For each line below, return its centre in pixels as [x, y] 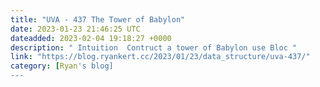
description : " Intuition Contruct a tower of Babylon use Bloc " [154, 47]
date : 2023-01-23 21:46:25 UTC [75, 29]
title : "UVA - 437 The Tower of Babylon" [98, 19]
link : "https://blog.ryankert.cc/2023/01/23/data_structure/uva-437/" [160, 57]
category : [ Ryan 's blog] [62, 66]
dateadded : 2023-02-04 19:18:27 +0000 [91, 38]
